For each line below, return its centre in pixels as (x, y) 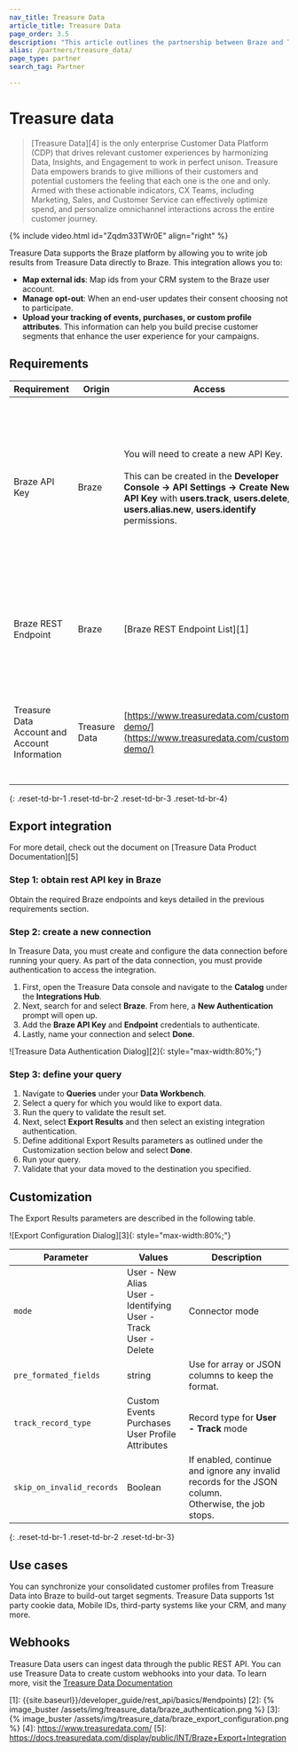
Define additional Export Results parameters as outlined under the (142, 1141)
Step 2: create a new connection (80, 931)
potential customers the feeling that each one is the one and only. (150, 181)
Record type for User (232, 1418)
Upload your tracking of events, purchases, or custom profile (137, 317)
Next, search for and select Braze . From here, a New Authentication (147, 1006)
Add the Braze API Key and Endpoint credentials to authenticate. (141, 1025)
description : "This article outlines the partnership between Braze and (146, 42)
